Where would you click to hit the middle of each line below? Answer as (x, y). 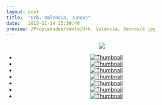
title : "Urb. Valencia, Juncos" (49, 18)
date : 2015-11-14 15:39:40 (43, 23)
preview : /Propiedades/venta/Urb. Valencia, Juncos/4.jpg (81, 29)
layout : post (23, 12)
